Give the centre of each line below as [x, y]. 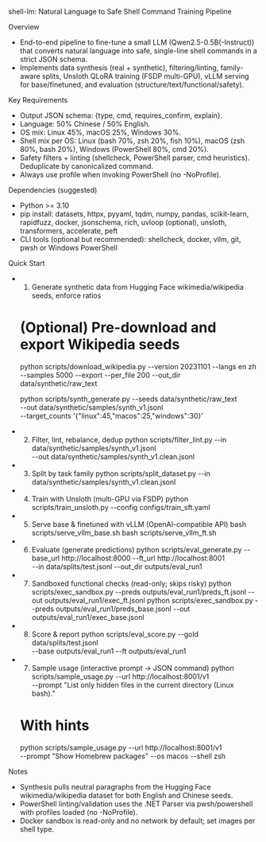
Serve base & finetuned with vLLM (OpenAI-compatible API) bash [139, 524]
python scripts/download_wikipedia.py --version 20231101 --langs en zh [138, 366]
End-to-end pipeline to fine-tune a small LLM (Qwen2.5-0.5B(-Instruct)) [137, 42]
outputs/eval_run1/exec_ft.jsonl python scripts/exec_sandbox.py [149, 600]
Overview [24, 27]
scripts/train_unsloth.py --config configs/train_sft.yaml [121, 507]
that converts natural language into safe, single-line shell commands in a [139, 51]
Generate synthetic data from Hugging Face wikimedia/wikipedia [138, 287]
